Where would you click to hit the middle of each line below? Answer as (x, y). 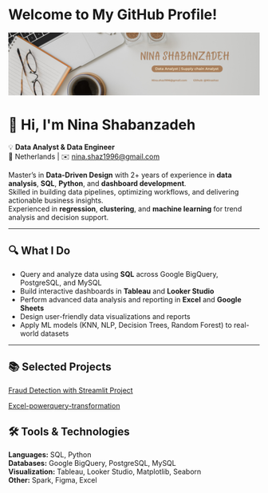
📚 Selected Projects (60, 367)
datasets (55, 333)
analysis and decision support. (59, 217)
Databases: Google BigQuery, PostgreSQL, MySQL (93, 463)
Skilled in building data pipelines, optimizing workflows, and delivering (124, 191)
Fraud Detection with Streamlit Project (71, 390)
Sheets (32, 308)
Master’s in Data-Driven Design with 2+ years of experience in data (120, 175)
